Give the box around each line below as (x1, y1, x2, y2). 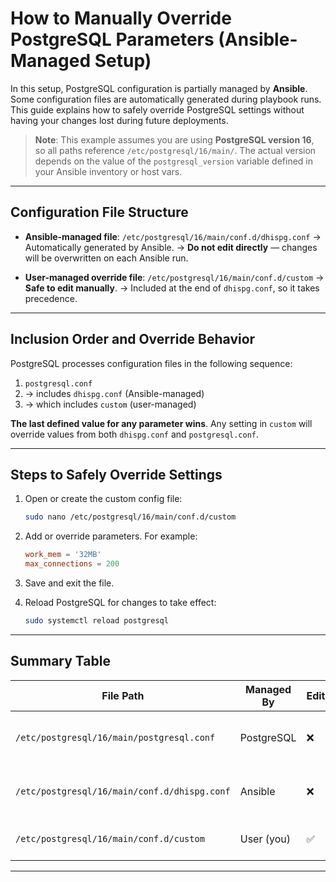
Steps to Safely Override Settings (10, 466, 223, 483)
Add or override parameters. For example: (24, 530, 198, 542)
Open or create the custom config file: (24, 493, 183, 505)
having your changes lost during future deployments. (10, 114, 229, 126)
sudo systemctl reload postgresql (24, 616, 169, 626)
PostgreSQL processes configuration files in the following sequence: (10, 357, 293, 369)
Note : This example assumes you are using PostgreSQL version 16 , (34, 133, 315, 146)
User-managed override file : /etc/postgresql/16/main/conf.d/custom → (24, 271, 325, 283)
